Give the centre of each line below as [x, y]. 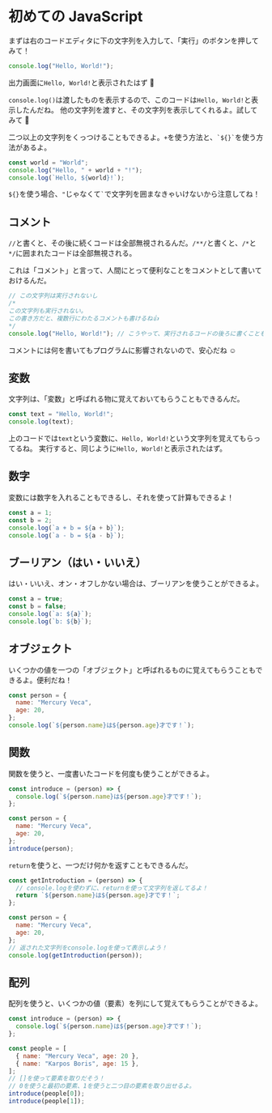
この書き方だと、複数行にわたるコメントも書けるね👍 [84, 318]
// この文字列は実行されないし [53, 296]
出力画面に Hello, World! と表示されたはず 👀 [82, 83]
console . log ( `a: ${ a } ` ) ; [50, 614]
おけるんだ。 [30, 281]
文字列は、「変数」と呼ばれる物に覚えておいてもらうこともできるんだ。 [126, 399]
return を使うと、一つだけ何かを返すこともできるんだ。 [100, 865]
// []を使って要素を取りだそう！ [57, 1079]
